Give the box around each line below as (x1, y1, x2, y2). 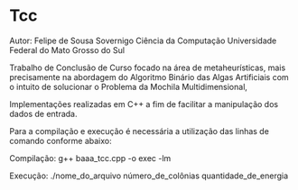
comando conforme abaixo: (9, 135, 112, 146)
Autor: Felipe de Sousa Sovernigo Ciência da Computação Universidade (9, 35, 277, 46)
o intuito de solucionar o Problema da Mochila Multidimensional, (9, 81, 248, 92)
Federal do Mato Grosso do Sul (9, 44, 125, 55)
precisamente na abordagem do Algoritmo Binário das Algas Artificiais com (9, 71, 289, 82)
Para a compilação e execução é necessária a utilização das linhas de (9, 125, 269, 136)
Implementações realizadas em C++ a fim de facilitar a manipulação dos (9, 98, 278, 109)
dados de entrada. (9, 108, 79, 119)
